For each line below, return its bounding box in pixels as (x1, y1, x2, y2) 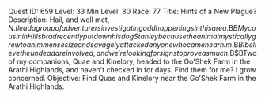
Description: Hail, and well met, (8, 15, 110, 24)
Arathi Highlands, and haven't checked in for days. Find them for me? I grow (8, 65, 256, 74)
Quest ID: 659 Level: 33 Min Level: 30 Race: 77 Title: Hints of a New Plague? (8, 7, 257, 16)
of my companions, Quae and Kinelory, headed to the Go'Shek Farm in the (8, 57, 251, 66)
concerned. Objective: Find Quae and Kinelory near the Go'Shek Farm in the (8, 74, 256, 82)
